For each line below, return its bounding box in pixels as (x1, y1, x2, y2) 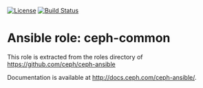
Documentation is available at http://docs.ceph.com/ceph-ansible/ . (7, 73, 197, 81)
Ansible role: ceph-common (7, 31, 171, 46)
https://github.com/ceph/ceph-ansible (7, 60, 116, 68)
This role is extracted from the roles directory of (7, 53, 143, 61)
